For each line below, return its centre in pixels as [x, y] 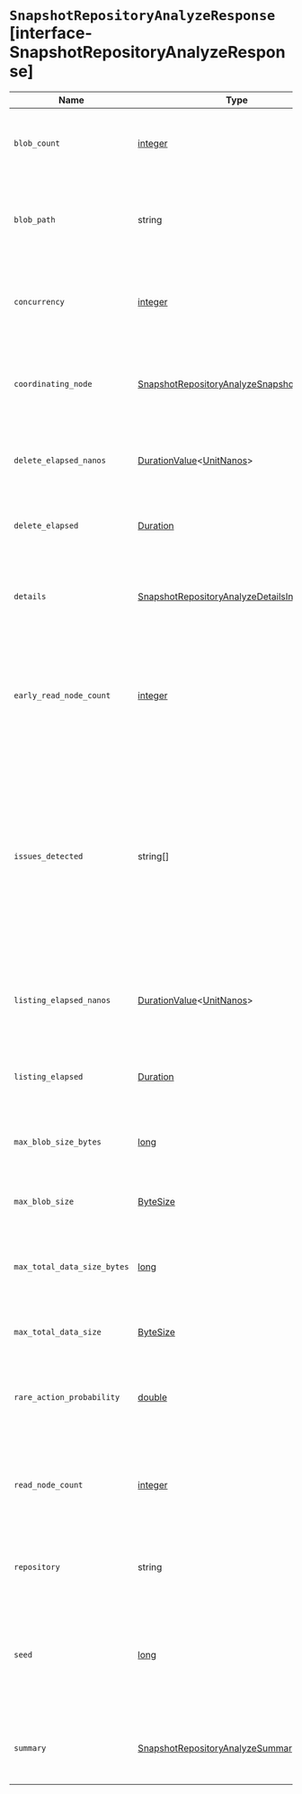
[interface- [51, 33]
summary [30, 1748]
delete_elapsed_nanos [60, 460]
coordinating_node [53, 384]
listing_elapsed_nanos [62, 1000]
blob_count [37, 143]
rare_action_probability [67, 1397]
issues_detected [49, 856]
